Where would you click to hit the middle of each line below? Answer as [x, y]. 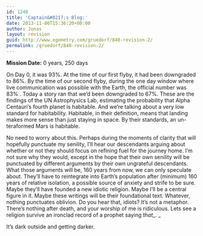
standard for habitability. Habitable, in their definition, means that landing [97, 113]
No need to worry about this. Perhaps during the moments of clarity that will [101, 137]
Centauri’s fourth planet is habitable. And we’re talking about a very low [95, 107]
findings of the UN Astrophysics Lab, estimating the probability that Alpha [98, 100]
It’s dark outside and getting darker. [51, 226]
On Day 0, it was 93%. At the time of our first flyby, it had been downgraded [101, 74]
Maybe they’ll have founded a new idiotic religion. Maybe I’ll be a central [96, 189]
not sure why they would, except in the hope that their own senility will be [98, 157]
